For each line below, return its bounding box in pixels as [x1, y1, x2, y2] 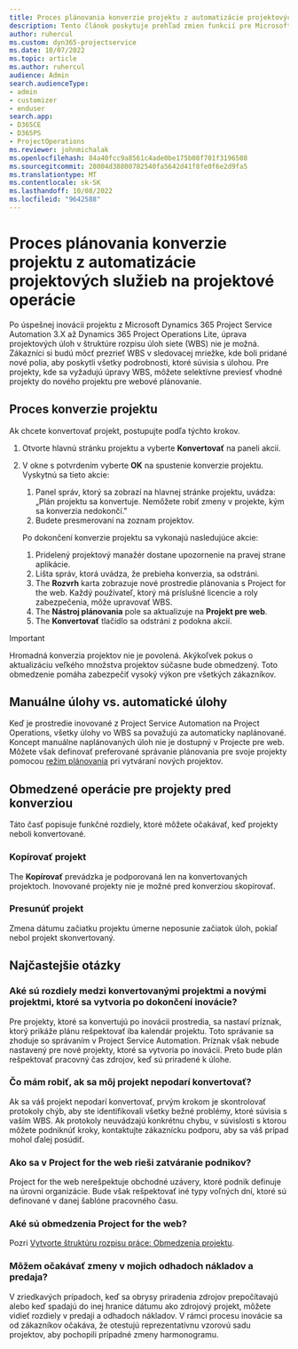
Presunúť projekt [9, 903, 84, 915]
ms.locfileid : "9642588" [9, 195, 101, 205]
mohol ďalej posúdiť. [9, 1134, 85, 1144]
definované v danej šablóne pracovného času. [9, 1195, 179, 1206]
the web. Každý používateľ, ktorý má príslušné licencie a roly [35, 587, 259, 598]
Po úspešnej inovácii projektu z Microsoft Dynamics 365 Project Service [9, 319, 273, 330]
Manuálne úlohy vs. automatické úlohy [9, 695, 228, 710]
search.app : [9, 112, 53, 121]
